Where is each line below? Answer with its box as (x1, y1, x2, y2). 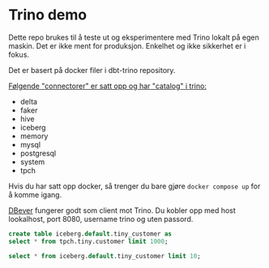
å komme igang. (8, 189, 62, 199)
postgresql (19, 148, 57, 158)
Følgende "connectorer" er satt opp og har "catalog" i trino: (8, 81, 207, 91)
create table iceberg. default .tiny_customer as (8, 229, 173, 238)
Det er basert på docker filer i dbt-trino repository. (8, 65, 176, 74)
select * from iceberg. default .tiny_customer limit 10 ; (8, 252, 201, 260)
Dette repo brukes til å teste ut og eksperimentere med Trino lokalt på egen (8, 32, 259, 42)
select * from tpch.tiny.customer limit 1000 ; (8, 237, 169, 245)
